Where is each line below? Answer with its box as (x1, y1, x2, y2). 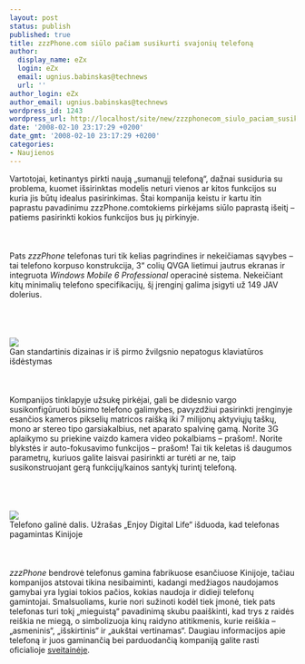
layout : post (9, 13, 59, 23)
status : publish (9, 22, 71, 31)
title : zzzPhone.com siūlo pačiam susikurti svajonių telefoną (9, 38, 254, 48)
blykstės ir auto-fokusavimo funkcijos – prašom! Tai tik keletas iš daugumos (9, 442, 292, 454)
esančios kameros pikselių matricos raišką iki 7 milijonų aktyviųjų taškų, (9, 414, 277, 425)
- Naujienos (9, 148, 54, 157)
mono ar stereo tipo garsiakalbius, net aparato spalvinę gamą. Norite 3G (9, 423, 279, 434)
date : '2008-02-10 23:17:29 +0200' (9, 123, 144, 132)
